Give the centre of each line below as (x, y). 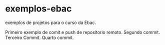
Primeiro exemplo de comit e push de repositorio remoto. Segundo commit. (82, 32)
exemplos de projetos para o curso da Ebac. (51, 22)
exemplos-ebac (38, 9)
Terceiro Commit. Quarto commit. (39, 37)
